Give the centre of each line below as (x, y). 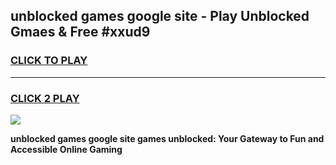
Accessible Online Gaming (66, 149)
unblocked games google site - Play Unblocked (160, 16)
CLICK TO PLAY (49, 61)
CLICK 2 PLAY (45, 98)
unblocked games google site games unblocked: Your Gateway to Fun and (167, 138)
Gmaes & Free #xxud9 (80, 32)
